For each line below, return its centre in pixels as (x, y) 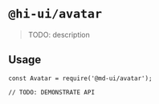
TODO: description (59, 34)
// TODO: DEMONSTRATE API (51, 92)
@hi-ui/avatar (55, 14)
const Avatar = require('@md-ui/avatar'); (80, 78)
